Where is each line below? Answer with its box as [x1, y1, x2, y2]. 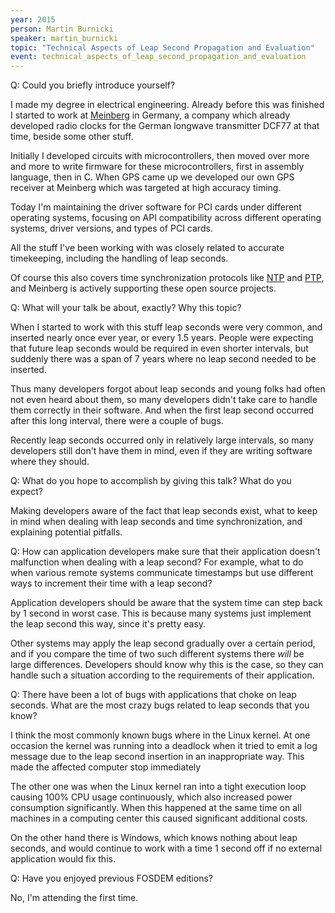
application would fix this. [10, 853, 116, 865]
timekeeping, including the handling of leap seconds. [10, 252, 229, 265]
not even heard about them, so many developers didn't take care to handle [10, 394, 318, 406]
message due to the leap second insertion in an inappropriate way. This [10, 751, 305, 763]
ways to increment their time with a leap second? [10, 577, 213, 590]
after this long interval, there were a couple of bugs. [10, 415, 224, 427]
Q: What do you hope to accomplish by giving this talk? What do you [10, 475, 292, 487]
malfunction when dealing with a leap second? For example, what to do [10, 556, 304, 568]
